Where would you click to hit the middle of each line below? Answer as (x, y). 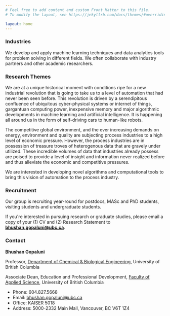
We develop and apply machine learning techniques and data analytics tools (85, 52)
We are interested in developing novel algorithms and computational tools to (84, 172)
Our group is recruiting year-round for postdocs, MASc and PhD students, (82, 201)
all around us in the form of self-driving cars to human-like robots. (74, 120)
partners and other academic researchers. (49, 63)
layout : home (19, 24)
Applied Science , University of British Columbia (55, 282)
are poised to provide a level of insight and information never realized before (85, 156)
